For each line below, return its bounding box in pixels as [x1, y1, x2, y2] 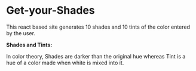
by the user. [6, 29, 36, 36]
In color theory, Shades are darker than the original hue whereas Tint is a [6, 53, 186, 60]
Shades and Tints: [6, 41, 53, 48]
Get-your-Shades [6, 4, 96, 17]
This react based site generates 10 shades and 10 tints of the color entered [6, 23, 190, 30]
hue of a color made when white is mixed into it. [6, 59, 124, 66]
